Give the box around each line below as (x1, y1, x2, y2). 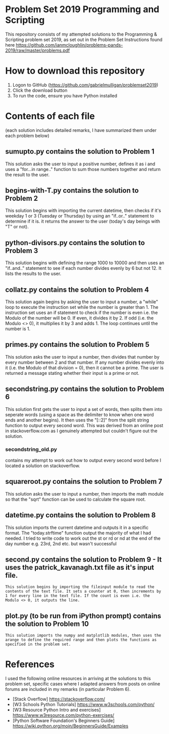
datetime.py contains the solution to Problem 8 (5, 511, 156, 519)
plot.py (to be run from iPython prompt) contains (5, 611, 161, 620)
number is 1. (5, 326, 31, 332)
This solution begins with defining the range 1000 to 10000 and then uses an (5, 260, 164, 266)
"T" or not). (5, 224, 29, 230)
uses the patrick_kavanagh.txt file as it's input (5, 563, 154, 572)
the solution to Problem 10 (5, 619, 89, 628)
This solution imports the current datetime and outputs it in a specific (5, 524, 149, 531)
